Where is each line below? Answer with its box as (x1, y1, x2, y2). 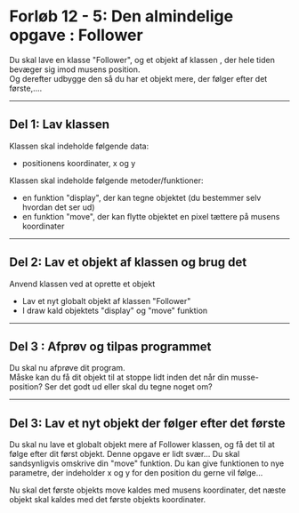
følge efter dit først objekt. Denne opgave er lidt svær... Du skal (9, 449, 240, 460)
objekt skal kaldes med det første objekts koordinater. (9, 494, 206, 505)
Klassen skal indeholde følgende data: (9, 140, 149, 151)
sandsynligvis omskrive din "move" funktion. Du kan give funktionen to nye (9, 458, 285, 469)
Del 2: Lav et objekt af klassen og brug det (9, 255, 247, 270)
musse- (230, 372, 260, 383)
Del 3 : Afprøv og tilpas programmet (9, 339, 212, 354)
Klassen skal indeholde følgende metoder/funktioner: (9, 175, 204, 186)
